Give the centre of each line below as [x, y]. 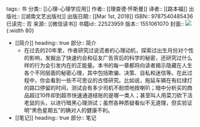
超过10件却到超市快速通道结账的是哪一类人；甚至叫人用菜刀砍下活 [111, 95]
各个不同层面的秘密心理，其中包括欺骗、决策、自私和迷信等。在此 [105, 73]
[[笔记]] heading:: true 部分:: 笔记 [56, 118]
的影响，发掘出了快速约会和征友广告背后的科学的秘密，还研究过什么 [108, 58]
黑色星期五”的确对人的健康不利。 [72, 110]
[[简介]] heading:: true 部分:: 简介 [56, 43]
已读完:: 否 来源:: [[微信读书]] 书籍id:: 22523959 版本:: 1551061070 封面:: [95, 24]
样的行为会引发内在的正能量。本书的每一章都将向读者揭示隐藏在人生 [108, 65]
